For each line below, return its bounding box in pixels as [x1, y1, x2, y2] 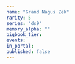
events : [6, 37, 26, 43]
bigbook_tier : [6, 32, 43, 38]
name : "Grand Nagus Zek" [6, 9, 70, 15]
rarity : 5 [6, 15, 32, 21]
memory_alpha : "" [6, 26, 51, 32]
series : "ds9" [6, 20, 43, 26]
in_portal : [6, 43, 34, 49]
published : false [6, 49, 51, 55]
